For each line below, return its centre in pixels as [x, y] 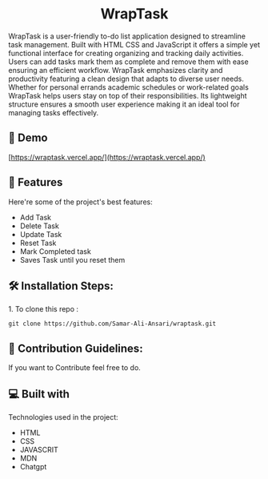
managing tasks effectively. [54, 112]
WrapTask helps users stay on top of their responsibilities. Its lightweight [128, 95]
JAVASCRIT [39, 450]
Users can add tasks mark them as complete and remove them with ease [129, 62]
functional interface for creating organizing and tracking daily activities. [126, 53]
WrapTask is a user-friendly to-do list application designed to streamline [127, 36]
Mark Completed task [56, 251]
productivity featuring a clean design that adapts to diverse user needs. [126, 78]
